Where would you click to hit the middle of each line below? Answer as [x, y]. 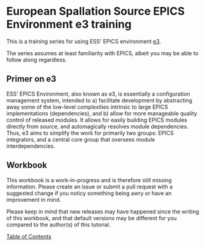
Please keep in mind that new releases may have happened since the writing [103, 211]
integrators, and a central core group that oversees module [81, 139]
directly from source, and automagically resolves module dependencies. [97, 126]
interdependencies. [31, 146]
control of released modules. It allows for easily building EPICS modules [97, 120]
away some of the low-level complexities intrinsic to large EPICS [87, 107]
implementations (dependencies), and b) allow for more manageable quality [102, 113]
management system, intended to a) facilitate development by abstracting [99, 100]
